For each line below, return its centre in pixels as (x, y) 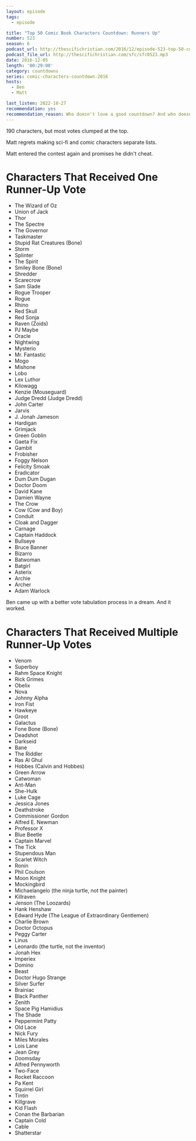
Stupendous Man (35, 853)
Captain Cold (30, 1121)
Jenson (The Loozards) (43, 903)
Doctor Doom (31, 485)
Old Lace (25, 1028)
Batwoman (27, 560)
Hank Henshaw (33, 909)
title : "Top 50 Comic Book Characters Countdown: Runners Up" (83, 33)
